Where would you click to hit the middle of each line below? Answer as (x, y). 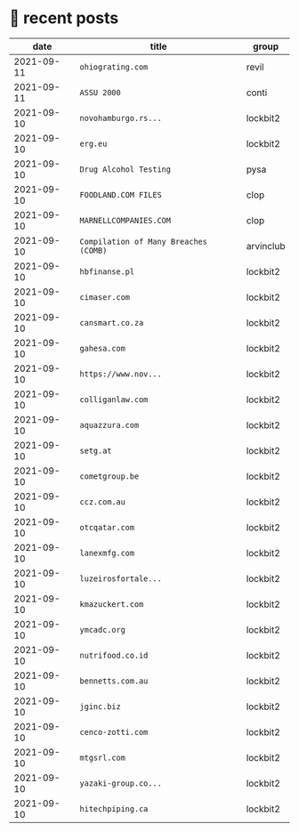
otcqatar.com (107, 527)
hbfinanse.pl (107, 271)
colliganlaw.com (114, 399)
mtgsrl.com (103, 757)
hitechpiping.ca (114, 808)
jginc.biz (101, 706)
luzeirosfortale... (121, 578)
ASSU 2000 (101, 92)
